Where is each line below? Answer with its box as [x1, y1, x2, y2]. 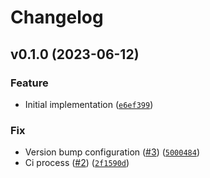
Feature [10, 76, 49, 90]
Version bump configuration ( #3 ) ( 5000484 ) [24, 146, 201, 158]
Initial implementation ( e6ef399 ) [24, 98, 154, 110]
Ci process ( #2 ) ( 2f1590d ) [24, 157, 130, 169]
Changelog [10, 6, 104, 29]
